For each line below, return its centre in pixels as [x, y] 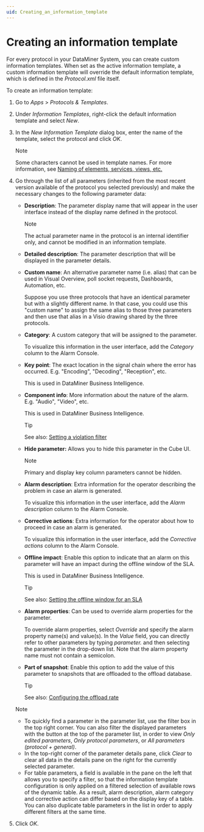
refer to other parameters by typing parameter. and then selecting [107, 642]
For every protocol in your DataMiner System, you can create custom [93, 59]
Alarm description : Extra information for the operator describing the [110, 484]
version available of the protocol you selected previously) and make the [105, 187]
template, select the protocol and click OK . [69, 138]
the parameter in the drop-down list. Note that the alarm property [106, 649]
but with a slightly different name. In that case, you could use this [106, 303]
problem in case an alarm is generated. [73, 490]
